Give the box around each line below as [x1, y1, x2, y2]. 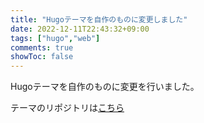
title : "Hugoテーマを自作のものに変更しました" [10, 14, 188, 25]
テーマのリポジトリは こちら [10, 102, 125, 114]
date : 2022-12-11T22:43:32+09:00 [10, 24, 150, 34]
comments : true [10, 42, 74, 53]
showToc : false [10, 52, 74, 62]
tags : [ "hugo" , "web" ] [10, 33, 101, 43]
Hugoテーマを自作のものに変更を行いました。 [10, 81, 200, 93]
